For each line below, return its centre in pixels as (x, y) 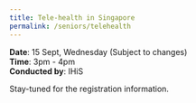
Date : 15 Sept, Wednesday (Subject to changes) (98, 51)
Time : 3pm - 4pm (42, 61)
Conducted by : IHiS (47, 71)
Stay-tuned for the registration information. (89, 89)
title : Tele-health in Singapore (72, 18)
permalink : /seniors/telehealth (70, 26)
